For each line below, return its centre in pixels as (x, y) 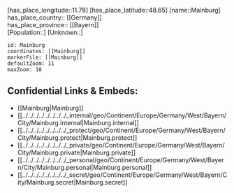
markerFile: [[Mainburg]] (45, 57)
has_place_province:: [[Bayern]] (53, 25)
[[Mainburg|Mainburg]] (50, 108)
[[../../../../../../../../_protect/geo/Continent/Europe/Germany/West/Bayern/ (121, 130)
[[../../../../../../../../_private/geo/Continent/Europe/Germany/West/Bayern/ (121, 145)
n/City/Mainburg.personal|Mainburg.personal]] (85, 167)
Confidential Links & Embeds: (73, 91)
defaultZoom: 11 (31, 64)
